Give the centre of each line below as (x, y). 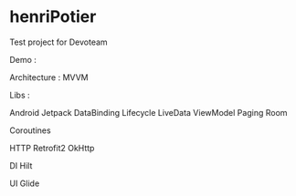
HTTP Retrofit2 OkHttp (52, 148)
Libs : (20, 95)
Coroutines (31, 130)
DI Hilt (21, 165)
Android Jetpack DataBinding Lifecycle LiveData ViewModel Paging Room (148, 112)
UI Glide (25, 183)
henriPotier (53, 17)
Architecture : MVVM (49, 77)
